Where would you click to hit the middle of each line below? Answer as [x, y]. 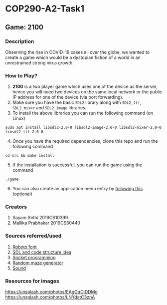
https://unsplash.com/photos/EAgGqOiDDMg [52, 292]
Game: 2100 [24, 27]
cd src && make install [30, 156]
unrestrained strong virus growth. [39, 62]
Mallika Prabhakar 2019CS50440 [46, 223]
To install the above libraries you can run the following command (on [83, 113]
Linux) [19, 118]
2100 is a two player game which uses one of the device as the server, [85, 87]
